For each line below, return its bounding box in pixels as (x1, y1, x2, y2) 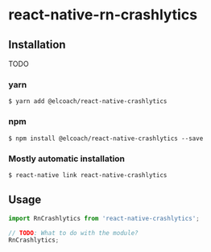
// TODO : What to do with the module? (8, 229, 139, 237)
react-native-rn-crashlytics (8, 6, 198, 24)
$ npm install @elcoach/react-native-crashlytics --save (8, 134, 204, 143)
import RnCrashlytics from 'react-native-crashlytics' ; (8, 214, 200, 222)
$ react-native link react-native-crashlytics (8, 171, 168, 179)
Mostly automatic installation (8, 153, 126, 164)
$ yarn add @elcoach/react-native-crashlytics (8, 97, 168, 105)
